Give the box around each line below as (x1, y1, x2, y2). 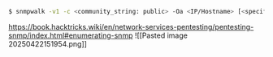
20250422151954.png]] (8, 39, 88, 48)
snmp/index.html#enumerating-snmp (8, 31, 133, 40)
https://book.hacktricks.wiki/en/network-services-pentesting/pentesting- (8, 22, 254, 31)
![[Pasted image (134, 31, 188, 40)
